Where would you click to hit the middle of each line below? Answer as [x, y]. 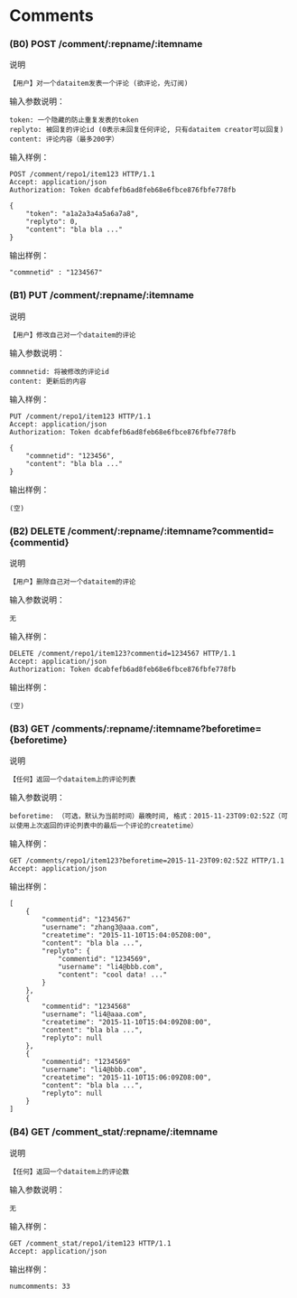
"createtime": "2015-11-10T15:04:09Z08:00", [127, 1023]
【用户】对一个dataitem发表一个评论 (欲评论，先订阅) [99, 84]
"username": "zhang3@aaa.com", [101, 928]
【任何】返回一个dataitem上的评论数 [69, 1172]
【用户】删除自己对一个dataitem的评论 [73, 582]
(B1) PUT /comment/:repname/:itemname [102, 295]
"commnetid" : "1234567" [56, 273]
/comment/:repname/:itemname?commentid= [171, 531]
